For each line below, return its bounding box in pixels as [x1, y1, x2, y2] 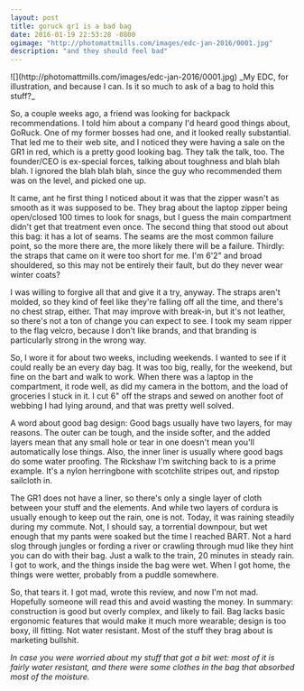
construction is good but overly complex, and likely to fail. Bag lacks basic [10, 606, 286, 617]
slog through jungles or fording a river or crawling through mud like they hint [10, 540, 294, 551]
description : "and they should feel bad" [10, 47, 169, 56]
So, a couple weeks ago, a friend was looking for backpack [10, 108, 231, 119]
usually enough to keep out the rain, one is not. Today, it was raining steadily [10, 511, 295, 523]
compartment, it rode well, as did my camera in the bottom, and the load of [10, 381, 289, 392]
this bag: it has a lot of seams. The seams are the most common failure [10, 231, 274, 242]
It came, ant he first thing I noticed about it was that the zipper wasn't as [10, 193, 280, 204]
